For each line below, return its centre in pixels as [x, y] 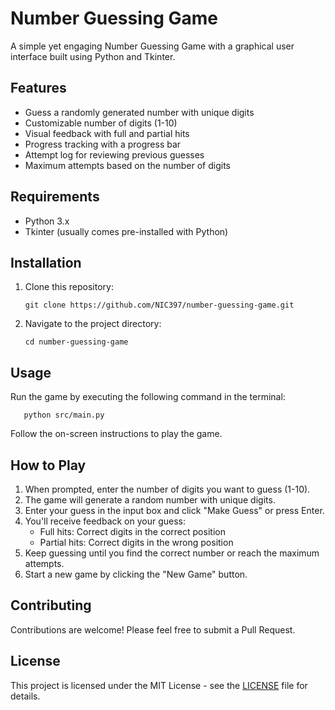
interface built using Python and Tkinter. [93, 56]
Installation [46, 262]
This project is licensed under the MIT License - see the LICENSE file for [159, 685]
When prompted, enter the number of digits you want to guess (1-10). [167, 489]
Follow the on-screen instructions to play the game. [116, 434]
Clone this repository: [69, 287]
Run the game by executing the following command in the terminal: [148, 397]
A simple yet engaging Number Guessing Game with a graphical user [152, 46]
